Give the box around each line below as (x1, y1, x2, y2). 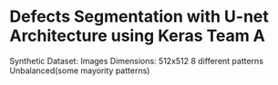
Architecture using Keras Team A (9, 25, 266, 46)
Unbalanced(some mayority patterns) (9, 65, 150, 76)
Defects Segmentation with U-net (9, 6, 269, 27)
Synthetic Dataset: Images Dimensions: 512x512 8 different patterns (9, 55, 264, 66)
